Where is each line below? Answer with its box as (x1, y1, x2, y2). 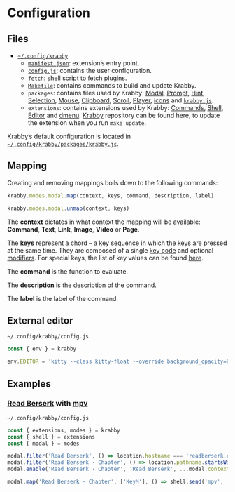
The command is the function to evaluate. (7, 267, 128, 275)
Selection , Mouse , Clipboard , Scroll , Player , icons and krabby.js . (27, 96, 214, 105)
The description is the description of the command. (7, 281, 157, 289)
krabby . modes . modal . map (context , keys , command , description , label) (7, 192, 215, 199)
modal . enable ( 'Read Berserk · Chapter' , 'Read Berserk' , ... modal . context (7, 465, 230, 473)
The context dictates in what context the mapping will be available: (7, 218, 201, 226)
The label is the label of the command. (7, 294, 119, 302)
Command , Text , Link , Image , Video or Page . (7, 225, 140, 233)
